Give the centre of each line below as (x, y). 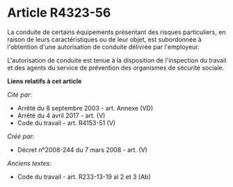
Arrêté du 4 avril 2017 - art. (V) (61, 115)
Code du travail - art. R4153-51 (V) (66, 122)
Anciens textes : (30, 163)
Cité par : (20, 95)
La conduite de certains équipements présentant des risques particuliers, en (116, 32)
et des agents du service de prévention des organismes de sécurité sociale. (116, 67)
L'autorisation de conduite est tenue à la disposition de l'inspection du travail (117, 60)
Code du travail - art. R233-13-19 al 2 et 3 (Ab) (84, 177)
